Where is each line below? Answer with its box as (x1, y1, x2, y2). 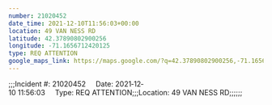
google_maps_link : (8, 57, 70, 65)
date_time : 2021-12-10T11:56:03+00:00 (8, 19, 139, 27)
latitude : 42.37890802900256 (8, 34, 107, 43)
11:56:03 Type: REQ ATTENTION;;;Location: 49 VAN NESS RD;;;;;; (17, 87, 243, 97)
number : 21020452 (8, 11, 67, 20)
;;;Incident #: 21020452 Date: (8, 78, 114, 89)
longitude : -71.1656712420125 (8, 42, 111, 50)
